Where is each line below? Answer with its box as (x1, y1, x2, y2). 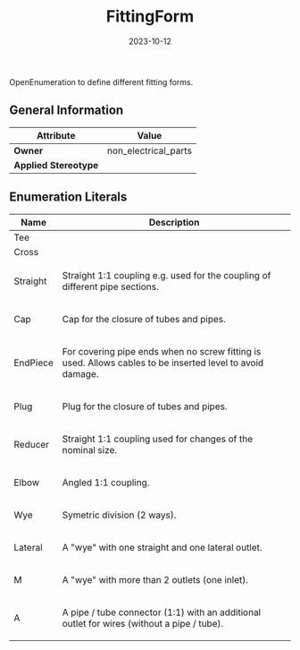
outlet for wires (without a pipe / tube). (62, 617, 224, 629)
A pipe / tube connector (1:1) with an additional (62, 606, 262, 619)
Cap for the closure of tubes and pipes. (62, 312, 226, 325)
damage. (62, 367, 99, 380)
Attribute (37, 129, 76, 141)
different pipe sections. (62, 280, 159, 293)
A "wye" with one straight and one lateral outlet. (62, 541, 262, 553)
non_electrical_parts (106, 144, 192, 157)
